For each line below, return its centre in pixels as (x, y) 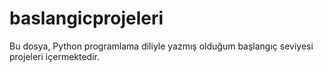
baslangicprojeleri (86, 18)
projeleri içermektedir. (54, 56)
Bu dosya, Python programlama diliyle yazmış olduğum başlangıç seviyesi (161, 46)
